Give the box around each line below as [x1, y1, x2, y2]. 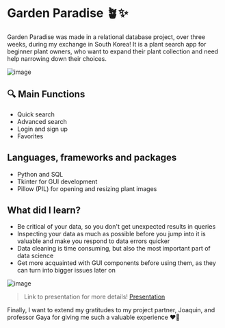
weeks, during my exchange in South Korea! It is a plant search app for [7, 40, 207, 48]
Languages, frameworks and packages [7, 152, 177, 164]
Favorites [16, 131, 44, 140]
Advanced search [16, 117, 67, 125]
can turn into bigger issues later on [16, 266, 116, 275]
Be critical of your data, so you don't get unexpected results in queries [16, 223, 216, 231]
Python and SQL [16, 170, 64, 178]
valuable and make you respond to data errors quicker [16, 237, 170, 245]
